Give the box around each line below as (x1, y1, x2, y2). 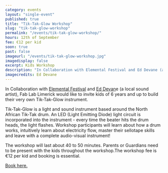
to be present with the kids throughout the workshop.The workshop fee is (5, 148, 157, 154)
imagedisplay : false (5, 58, 48, 63)
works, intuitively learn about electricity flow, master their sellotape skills (5, 127, 155, 133)
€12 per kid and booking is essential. (5, 153, 81, 159)
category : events (5, 7, 41, 12)
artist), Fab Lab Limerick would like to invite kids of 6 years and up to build (5, 91, 158, 97)
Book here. (5, 163, 28, 169)
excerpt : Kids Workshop (5, 63, 55, 68)
